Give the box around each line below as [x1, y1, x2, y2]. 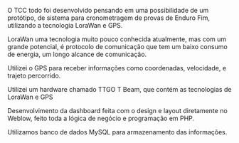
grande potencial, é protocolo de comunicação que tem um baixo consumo [7, 43, 228, 51]
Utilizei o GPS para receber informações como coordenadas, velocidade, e [7, 64, 226, 72]
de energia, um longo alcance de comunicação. [7, 50, 147, 58]
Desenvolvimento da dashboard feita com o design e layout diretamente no [7, 107, 228, 115]
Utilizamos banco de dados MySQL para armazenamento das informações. [7, 128, 228, 136]
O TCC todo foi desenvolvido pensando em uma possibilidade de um [7, 6, 209, 14]
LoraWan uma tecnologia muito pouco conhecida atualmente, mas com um [7, 35, 227, 43]
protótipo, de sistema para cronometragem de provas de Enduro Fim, [7, 14, 211, 22]
